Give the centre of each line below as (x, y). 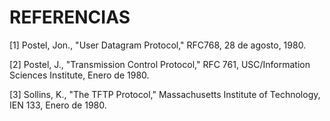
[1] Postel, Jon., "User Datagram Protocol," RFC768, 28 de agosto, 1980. (158, 45)
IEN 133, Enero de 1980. (58, 105)
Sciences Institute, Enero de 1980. (79, 75)
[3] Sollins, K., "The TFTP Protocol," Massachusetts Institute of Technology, (165, 94)
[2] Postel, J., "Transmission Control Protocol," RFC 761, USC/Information (160, 64)
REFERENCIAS (70, 17)
